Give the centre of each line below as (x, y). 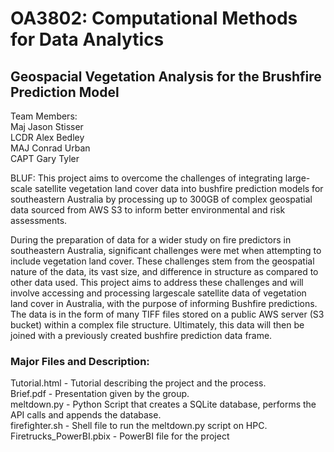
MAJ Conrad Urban (50, 148)
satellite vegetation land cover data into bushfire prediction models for (179, 188)
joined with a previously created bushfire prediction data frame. (141, 335)
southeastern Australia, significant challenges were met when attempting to (166, 250)
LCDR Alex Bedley (47, 137)
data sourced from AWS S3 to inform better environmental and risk (148, 210)
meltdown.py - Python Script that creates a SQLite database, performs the (163, 404)
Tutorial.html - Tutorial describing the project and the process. (138, 383)
